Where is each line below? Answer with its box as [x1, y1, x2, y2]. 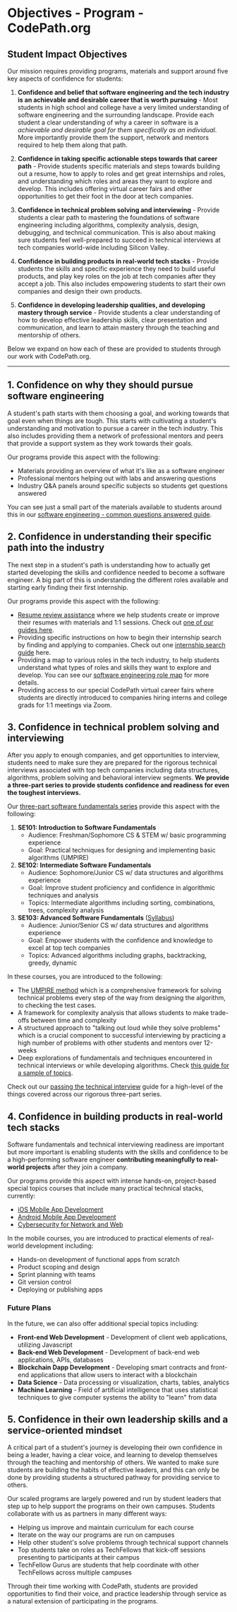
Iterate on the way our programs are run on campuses [17, 1531, 175, 1539]
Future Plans [7, 1303, 51, 1313]
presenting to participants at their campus [17, 1553, 140, 1562]
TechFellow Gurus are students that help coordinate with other [17, 1561, 200, 1570]
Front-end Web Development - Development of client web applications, [17, 1333, 228, 1341]
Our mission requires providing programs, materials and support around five [7, 67, 229, 75]
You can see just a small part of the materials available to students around [7, 502, 222, 511]
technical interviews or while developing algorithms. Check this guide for [17, 1061, 230, 1069]
